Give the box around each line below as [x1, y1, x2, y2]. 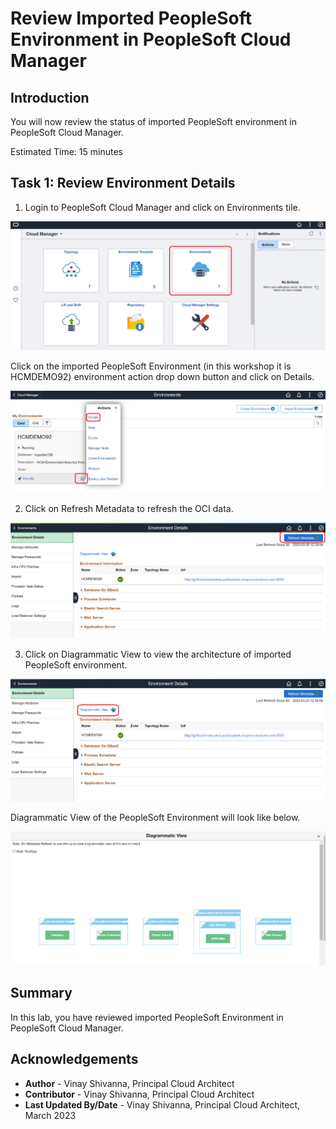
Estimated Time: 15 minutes [10, 146, 123, 157]
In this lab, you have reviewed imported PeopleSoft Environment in [10, 1011, 284, 1023]
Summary [10, 985, 73, 1002]
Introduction [10, 89, 90, 106]
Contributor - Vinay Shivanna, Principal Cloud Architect [24, 1088, 255, 1100]
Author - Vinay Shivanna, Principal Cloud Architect [24, 1077, 235, 1089]
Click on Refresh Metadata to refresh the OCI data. [24, 502, 234, 514]
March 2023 [24, 1109, 77, 1121]
